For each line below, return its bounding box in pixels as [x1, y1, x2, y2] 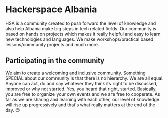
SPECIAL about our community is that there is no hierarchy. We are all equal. [5, 75, 164, 81]
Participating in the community [5, 56, 105, 65]
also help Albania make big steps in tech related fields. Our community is [5, 25, 156, 31]
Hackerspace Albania [5, 4, 97, 15]
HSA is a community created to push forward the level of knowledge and [5, 20, 156, 26]
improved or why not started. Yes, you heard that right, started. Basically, [5, 86, 157, 92]
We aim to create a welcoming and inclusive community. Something [5, 70, 146, 76]
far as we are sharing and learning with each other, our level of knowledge [5, 96, 160, 102]
